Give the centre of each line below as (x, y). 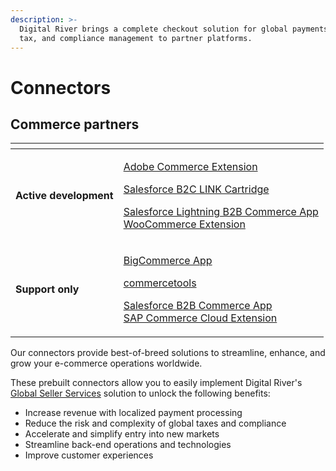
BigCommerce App (168, 261)
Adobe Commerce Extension (190, 167)
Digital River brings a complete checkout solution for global (153, 29)
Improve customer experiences (89, 455)
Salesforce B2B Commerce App (198, 306)
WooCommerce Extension (184, 224)
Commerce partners (75, 124)
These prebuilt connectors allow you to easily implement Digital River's (156, 383)
